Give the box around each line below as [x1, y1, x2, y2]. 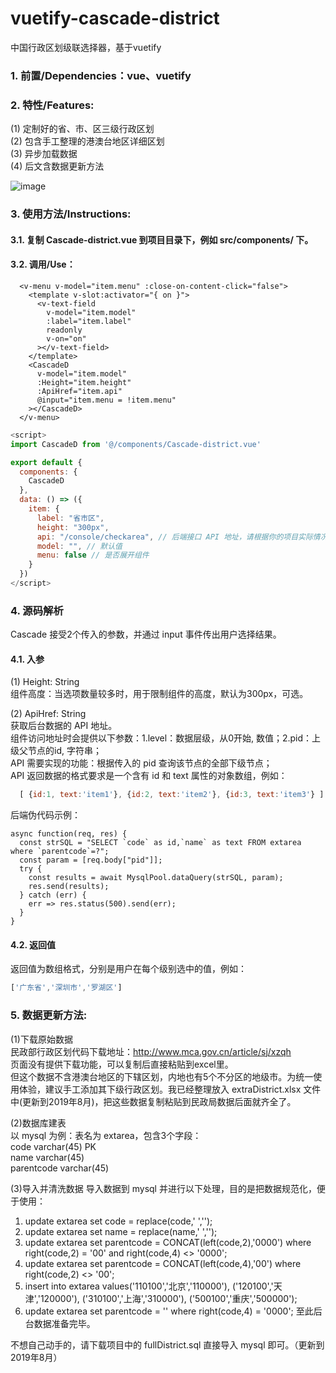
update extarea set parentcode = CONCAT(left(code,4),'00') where [24, 1257, 302, 1269]
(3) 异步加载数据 [10, 148, 78, 160]
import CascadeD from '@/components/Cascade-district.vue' [10, 439, 262, 449]
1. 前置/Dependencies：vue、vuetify [10, 68, 192, 82]
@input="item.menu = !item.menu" [36, 395, 177, 405]
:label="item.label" [46, 316, 132, 326]
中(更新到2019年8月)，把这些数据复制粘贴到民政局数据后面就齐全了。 [10, 1095, 297, 1107]
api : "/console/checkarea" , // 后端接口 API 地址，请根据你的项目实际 [36, 532, 313, 542]
